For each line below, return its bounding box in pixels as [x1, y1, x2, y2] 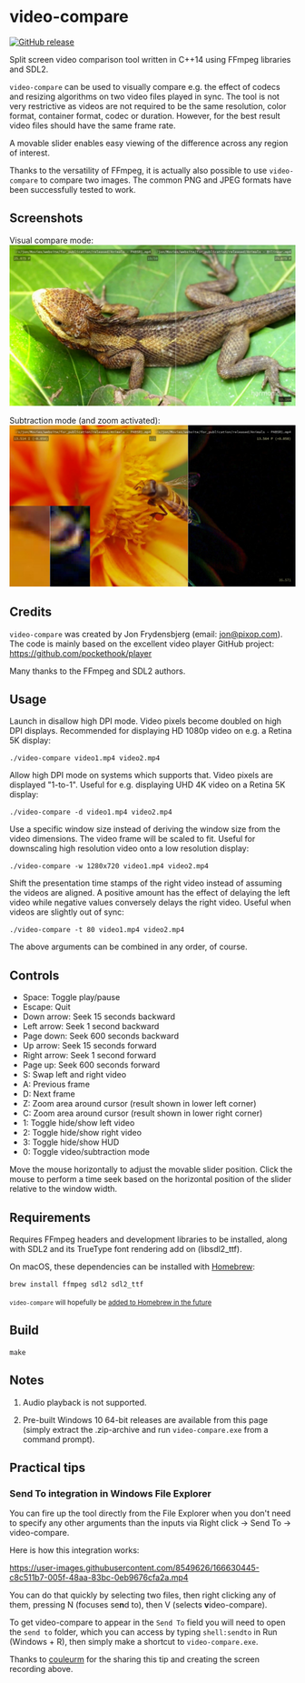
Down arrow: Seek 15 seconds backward [22, 1011, 175, 1022]
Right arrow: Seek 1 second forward [22, 1050, 157, 1061]
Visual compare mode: [9, 235, 93, 245]
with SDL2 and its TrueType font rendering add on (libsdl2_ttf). [9, 1244, 242, 1254]
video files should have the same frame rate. [9, 120, 176, 131]
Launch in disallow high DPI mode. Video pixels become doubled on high [9, 716, 282, 726]
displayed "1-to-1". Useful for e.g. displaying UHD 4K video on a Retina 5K [9, 779, 286, 790]
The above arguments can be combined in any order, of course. [9, 941, 248, 952]
